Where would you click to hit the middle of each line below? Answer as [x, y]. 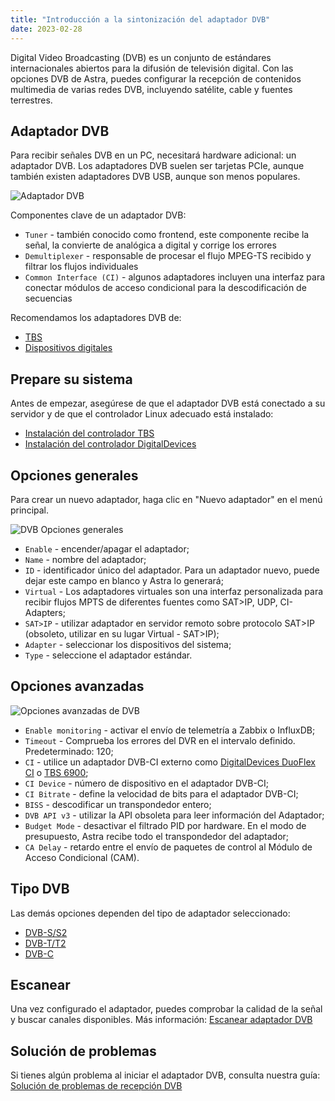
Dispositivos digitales [68, 348]
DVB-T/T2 [45, 943]
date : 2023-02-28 [46, 29]
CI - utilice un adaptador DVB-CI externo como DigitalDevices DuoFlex [170, 762]
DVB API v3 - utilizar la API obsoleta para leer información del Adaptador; [174, 815]
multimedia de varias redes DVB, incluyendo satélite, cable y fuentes [151, 89]
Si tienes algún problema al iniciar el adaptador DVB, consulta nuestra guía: [165, 1075]
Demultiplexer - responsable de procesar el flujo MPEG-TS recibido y [168, 256]
